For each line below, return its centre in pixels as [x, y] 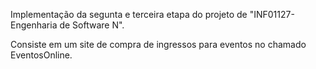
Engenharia [34, 25]
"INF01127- [272, 14]
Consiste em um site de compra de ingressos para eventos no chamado [158, 44]
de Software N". [92, 25]
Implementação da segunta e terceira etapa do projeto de [129, 14]
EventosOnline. [41, 55]
